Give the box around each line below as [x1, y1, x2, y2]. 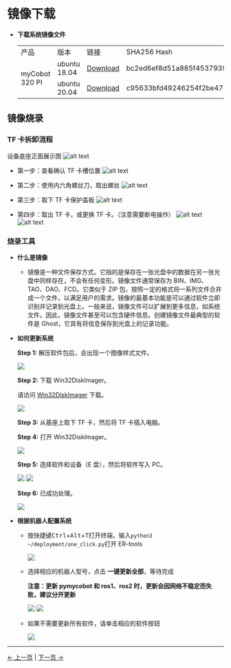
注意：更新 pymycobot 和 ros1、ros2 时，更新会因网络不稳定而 [27, 581, 206, 590]
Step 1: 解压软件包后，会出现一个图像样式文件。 [16, 348, 153, 357]
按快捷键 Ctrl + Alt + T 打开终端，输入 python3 [27, 531, 153, 539]
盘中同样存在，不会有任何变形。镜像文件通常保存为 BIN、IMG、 [27, 276, 208, 285]
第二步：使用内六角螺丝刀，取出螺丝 [16, 181, 120, 189]
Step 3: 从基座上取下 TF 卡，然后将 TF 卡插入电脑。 [16, 418, 164, 426]
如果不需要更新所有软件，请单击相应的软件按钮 [27, 619, 160, 627]
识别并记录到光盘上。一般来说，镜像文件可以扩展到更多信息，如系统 [27, 302, 221, 310]
